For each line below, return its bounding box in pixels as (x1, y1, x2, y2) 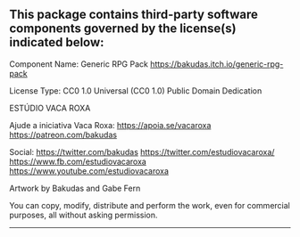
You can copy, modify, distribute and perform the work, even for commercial (9, 200, 290, 210)
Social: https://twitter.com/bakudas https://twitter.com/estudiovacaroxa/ (9, 146, 275, 157)
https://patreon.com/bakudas (9, 129, 118, 140)
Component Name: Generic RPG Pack (9, 58, 149, 69)
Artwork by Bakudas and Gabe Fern (9, 183, 141, 193)
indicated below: (9, 35, 104, 50)
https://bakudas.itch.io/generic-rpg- (150, 58, 284, 69)
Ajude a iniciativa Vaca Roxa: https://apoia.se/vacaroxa (9, 119, 212, 130)
